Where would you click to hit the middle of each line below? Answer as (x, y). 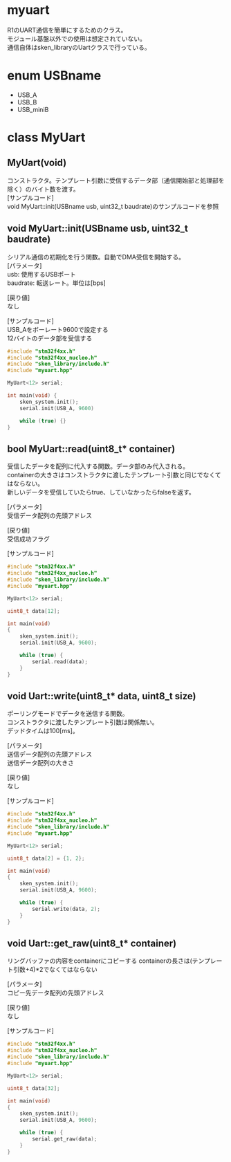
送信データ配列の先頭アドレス (49, 754)
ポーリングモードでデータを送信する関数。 (68, 714)
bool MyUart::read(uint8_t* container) (91, 449)
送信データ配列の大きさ (40, 763)
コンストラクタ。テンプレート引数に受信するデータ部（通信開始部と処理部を (116, 180)
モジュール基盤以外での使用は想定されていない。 (77, 38)
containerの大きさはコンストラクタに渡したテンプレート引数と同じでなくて (114, 475)
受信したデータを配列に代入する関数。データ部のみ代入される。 (98, 466)
